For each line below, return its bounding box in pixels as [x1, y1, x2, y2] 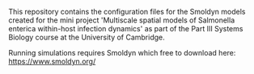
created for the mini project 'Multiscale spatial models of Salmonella [8, 15, 235, 25]
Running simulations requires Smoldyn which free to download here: [8, 48, 236, 57]
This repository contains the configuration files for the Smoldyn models [8, 7, 246, 16]
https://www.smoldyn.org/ [8, 56, 96, 66]
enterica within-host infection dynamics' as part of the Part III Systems [8, 24, 243, 33]
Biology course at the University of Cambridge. [8, 32, 166, 42]
